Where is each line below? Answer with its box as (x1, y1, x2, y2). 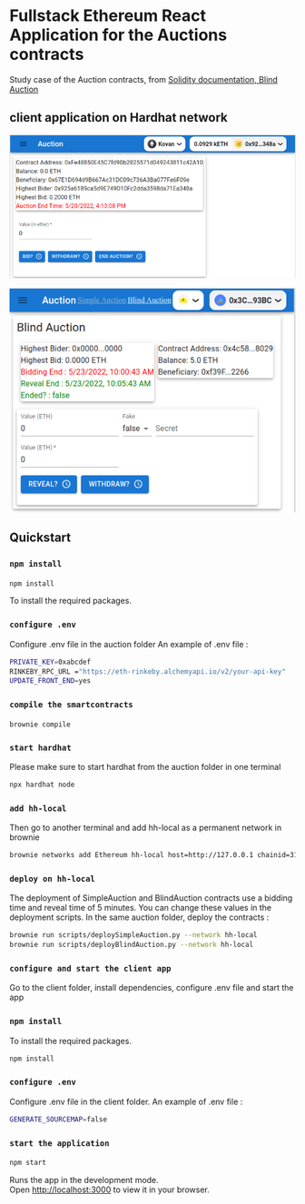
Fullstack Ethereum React (9, 5, 207, 26)
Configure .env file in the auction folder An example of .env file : (9, 638, 249, 649)
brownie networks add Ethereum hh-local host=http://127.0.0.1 (9, 851, 254, 860)
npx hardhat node (9, 780, 75, 789)
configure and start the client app (9, 963, 172, 973)
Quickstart (9, 530, 72, 546)
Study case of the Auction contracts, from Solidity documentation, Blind (9, 74, 279, 84)
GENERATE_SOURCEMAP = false (9, 1114, 107, 1124)
